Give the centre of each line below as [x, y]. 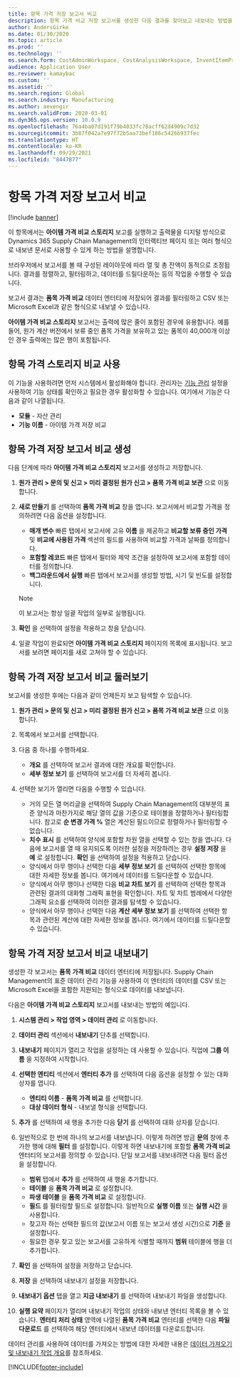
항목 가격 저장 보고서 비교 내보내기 [78, 953]
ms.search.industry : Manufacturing [61, 100]
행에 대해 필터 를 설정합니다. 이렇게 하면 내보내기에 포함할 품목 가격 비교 [131, 1147]
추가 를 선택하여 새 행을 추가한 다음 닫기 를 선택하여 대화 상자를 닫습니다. [119, 1122]
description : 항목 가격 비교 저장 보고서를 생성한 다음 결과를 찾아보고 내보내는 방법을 [120, 21]
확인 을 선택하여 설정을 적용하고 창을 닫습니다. [82, 628]
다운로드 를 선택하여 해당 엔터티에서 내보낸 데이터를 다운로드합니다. [111, 1329]
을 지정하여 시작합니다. [58, 1059]
